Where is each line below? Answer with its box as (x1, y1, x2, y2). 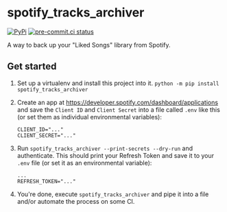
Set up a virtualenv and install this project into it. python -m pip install (16, 79, 219, 87)
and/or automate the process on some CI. (16, 197, 135, 205)
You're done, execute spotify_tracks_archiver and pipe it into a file (16, 190, 209, 198)
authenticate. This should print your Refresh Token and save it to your (16, 151, 215, 159)
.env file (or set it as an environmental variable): (16, 158, 152, 167)
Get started (7, 60, 57, 73)
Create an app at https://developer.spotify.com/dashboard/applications (16, 98, 218, 106)
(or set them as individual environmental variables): (16, 113, 163, 121)
